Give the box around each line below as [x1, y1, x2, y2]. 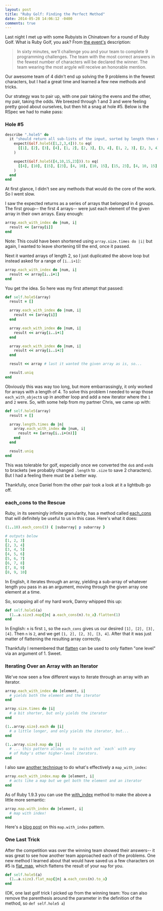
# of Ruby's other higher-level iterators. [9, 751, 98, 756]
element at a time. [5, 589, 41, 595]
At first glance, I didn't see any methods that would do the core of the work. [5, 186, 156, 192]
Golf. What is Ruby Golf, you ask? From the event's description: [5, 39, 131, 45]
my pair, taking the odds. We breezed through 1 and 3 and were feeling [5, 98, 147, 105]
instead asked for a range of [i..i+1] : [5, 258, 81, 263]
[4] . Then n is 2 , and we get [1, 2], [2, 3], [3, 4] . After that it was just [5, 631, 152, 637]
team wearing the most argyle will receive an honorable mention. [16, 64, 147, 70]
